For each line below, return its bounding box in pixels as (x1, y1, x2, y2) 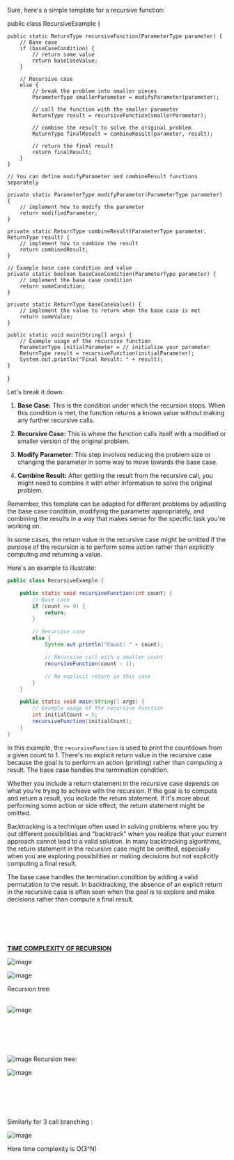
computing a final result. (7, 859, 77, 867)
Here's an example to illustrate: (7, 564, 96, 572)
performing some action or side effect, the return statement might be (7, 801, 205, 810)
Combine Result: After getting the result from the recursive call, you (17, 472, 214, 479)
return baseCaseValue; (32, 57, 98, 64)
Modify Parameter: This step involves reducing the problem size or (17, 451, 211, 458)
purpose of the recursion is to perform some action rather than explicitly (7, 543, 214, 551)
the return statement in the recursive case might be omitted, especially (7, 844, 210, 853)
